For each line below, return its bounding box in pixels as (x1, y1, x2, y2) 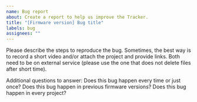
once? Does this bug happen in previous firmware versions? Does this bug (6, 83, 186, 90)
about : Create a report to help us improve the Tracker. (6, 14, 149, 20)
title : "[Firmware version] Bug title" (6, 19, 104, 25)
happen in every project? (6, 90, 66, 97)
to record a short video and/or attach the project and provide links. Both (6, 53, 181, 60)
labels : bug (6, 25, 35, 31)
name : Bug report (6, 8, 49, 15)
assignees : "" (6, 31, 41, 37)
